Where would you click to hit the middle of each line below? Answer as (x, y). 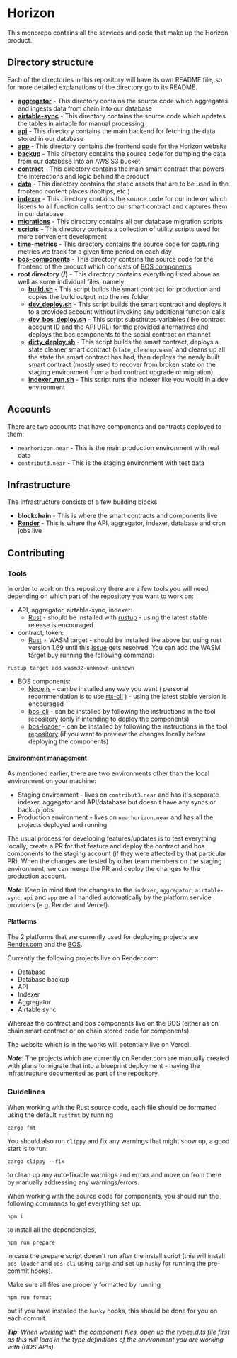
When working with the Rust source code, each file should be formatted (112, 1107)
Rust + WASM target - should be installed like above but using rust (125, 640)
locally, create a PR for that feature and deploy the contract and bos (106, 846)
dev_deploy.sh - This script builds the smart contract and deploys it (127, 304)
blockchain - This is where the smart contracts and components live (117, 516)
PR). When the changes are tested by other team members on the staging (115, 861)
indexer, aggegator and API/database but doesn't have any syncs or (117, 802)
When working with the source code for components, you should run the (113, 1196)
